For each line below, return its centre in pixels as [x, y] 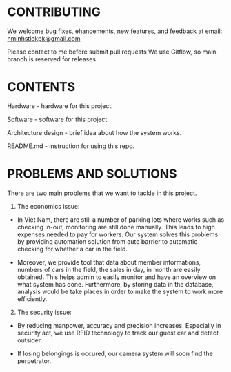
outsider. [30, 340]
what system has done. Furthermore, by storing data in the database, [115, 284]
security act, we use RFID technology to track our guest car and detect [118, 333]
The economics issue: [49, 206]
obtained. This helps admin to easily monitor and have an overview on [116, 277]
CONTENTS [41, 87]
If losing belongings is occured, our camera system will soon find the [115, 353]
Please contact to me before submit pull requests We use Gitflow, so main [112, 52]
